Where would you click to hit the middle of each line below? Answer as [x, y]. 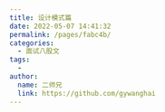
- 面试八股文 [39, 51]
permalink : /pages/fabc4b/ [60, 34]
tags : [19, 60]
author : [24, 77]
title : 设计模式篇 [41, 18]
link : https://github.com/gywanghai [87, 93]
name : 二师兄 [40, 85]
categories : [32, 43]
